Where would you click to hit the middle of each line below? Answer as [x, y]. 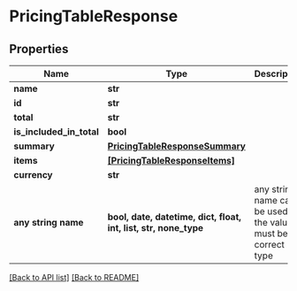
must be [271, 234]
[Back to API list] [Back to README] [74, 277]
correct [270, 245]
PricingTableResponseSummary [176, 146]
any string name [49, 222]
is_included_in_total [57, 132]
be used [271, 211]
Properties [39, 49]
